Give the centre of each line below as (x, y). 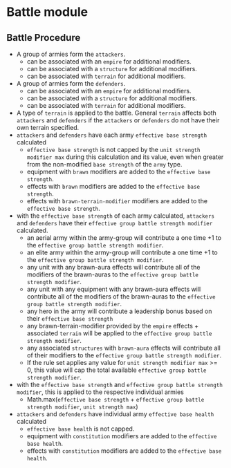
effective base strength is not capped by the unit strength (114, 150)
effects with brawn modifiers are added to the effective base (113, 186)
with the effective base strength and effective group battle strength (119, 385)
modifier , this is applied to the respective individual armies (100, 392)
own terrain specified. (48, 128)
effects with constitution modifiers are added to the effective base (124, 451)
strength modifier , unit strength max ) (83, 406)
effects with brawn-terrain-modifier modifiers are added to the (117, 201)
